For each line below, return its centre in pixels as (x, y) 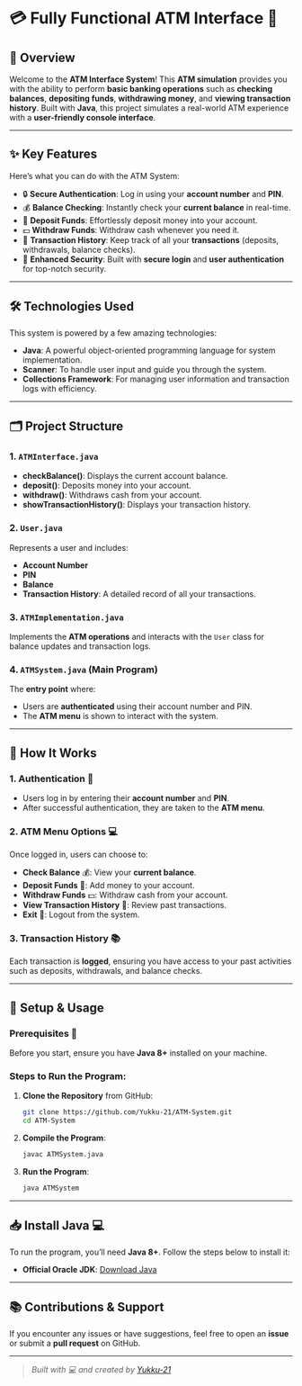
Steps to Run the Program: (68, 1076)
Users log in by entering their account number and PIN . (126, 797)
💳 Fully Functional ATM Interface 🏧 (144, 18)
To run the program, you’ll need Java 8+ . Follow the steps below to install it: (150, 1252)
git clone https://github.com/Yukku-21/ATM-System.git (127, 1112)
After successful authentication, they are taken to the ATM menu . (143, 807)
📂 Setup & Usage (57, 1008)
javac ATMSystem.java (62, 1155)
